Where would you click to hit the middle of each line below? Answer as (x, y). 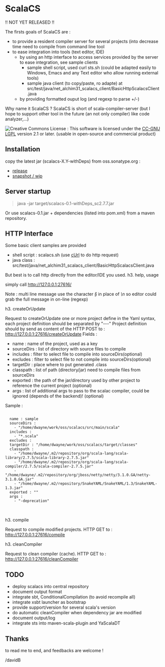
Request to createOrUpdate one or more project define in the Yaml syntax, (81, 318)
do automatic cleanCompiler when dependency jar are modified (77, 613)
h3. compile (17, 520)
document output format (37, 592)
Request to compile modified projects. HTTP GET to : (59, 529)
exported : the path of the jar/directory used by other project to (76, 381)
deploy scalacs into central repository (50, 587)
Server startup (28, 192)
